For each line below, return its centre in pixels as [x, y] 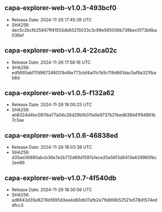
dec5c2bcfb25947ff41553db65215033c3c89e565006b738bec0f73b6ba [84, 30]
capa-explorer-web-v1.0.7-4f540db [61, 178]
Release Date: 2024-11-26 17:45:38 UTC [52, 19]
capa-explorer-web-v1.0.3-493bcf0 [61, 8]
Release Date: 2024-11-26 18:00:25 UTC [52, 105]
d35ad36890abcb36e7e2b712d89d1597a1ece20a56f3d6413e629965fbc [84, 158]
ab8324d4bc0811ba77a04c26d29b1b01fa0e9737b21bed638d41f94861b [83, 115]
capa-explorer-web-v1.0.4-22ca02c [61, 51]
